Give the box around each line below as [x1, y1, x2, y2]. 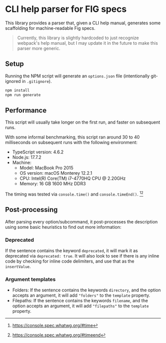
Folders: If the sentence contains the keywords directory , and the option [12, 287, 161, 293]
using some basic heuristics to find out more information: [5, 224, 122, 230]
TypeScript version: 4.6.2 [12, 149, 64, 155]
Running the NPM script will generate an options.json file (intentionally [5, 73, 150, 79]
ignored [5, 78, 21, 84]
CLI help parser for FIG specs [5, 3, 127, 15]
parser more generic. [17, 45, 61, 51]
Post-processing [5, 206, 58, 214]
